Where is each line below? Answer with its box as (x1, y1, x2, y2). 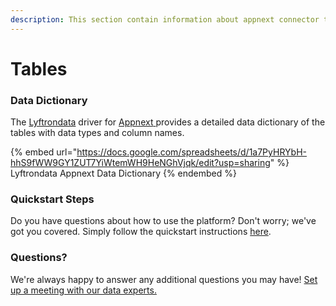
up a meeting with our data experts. (10, 284, 157, 296)
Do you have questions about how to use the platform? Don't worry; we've (10, 215, 317, 227)
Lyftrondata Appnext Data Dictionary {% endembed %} (10, 167, 238, 180)
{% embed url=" (10, 146, 78, 158)
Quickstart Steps (10, 192, 95, 206)
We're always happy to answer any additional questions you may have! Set (10, 273, 318, 285)
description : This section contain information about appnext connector (10, 14, 320, 25)
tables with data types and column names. (10, 127, 185, 139)
